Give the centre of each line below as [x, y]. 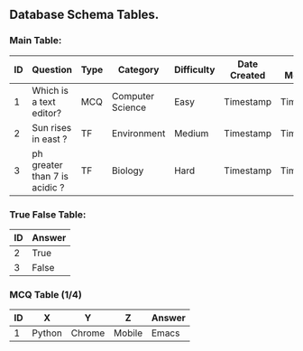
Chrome [88, 333]
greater [47, 164]
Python [47, 333]
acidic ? [48, 187]
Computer [133, 96]
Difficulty [195, 69]
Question [52, 69]
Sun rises [52, 127]
